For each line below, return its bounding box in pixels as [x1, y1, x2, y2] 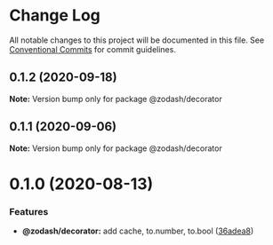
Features [9, 205, 49, 217]
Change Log [9, 5, 100, 26]
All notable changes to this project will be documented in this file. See [9, 35, 265, 45]
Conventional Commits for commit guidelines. [9, 43, 176, 54]
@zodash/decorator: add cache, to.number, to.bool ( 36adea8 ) [21, 225, 254, 236]
